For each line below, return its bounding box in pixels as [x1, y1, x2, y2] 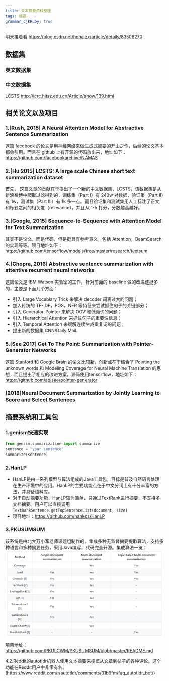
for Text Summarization [5, 223, 64, 231]
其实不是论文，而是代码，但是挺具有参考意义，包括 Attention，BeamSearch [5, 236, 162, 242]
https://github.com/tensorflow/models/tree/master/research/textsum [5, 248, 148, 254]
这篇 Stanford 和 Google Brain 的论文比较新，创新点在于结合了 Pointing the [5, 359, 160, 365]
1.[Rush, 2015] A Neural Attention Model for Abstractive [5, 124, 144, 131]
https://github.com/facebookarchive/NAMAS [5, 154, 98, 161]
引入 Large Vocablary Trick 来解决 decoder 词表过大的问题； [12, 296, 138, 302]
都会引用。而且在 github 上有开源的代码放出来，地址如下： [5, 149, 127, 155]
